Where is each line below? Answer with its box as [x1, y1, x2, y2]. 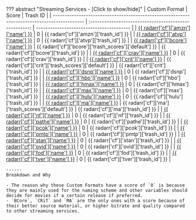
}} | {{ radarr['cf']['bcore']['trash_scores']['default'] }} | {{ [27, 43, 166, 50]
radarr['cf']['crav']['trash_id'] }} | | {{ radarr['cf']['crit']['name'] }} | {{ [6, 56, 171, 62]
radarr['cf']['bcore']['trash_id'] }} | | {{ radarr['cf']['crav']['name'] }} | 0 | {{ [6, 49, 185, 56]
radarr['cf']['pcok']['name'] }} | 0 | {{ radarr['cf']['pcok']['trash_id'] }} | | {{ [6, 124, 185, 131]
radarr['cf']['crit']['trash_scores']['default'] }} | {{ [6, 62, 124, 69]
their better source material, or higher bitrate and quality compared [6, 203, 185, 209]
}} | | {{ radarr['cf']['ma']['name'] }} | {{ [33, 99, 127, 106]
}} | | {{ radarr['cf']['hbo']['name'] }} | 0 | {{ [33, 74, 137, 81]
